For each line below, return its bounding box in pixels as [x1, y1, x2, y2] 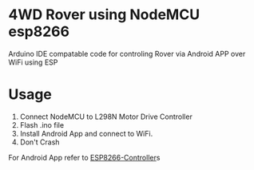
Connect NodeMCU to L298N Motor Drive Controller [19, 112, 193, 121]
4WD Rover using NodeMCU [8, 6, 200, 24]
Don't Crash [19, 137, 60, 147]
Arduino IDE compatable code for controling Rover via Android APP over [8, 49, 246, 58]
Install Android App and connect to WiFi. [19, 128, 153, 138]
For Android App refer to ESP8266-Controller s [8, 152, 161, 162]
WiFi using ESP [8, 57, 58, 67]
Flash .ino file [19, 120, 65, 129]
